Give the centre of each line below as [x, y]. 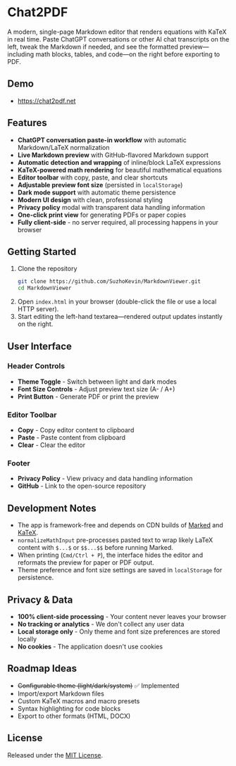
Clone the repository [47, 269]
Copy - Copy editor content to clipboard [76, 430]
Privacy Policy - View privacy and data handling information [105, 479]
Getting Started [42, 252]
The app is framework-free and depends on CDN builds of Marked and [120, 525]
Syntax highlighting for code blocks [69, 708]
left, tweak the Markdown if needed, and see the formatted [93, 46]
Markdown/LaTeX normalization [63, 147]
